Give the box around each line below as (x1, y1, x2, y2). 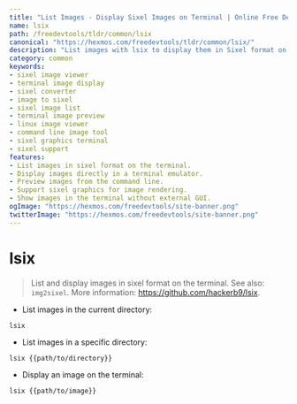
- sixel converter (9, 87, 77, 95)
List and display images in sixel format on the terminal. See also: (30, 278, 265, 288)
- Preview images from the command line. (9, 178, 164, 187)
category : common (9, 54, 73, 63)
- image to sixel (9, 95, 73, 104)
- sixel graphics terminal (9, 136, 109, 145)
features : (9, 152, 46, 162)
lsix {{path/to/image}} (9, 386, 97, 395)
